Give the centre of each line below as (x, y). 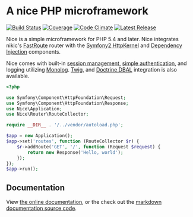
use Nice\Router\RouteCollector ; (48, 114)
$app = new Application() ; (39, 136)
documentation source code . (42, 208)
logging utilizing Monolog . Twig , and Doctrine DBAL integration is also (91, 69)
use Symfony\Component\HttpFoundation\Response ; (67, 103)
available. (18, 76)
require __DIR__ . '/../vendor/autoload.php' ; (65, 125)
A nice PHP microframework (77, 11)
